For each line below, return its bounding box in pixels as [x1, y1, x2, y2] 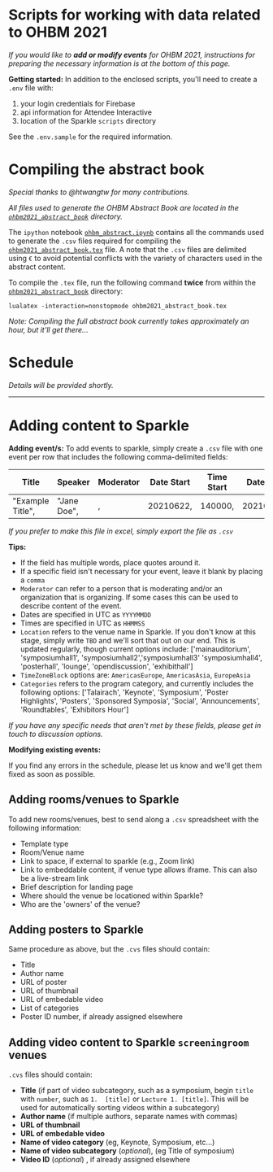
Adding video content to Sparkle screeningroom [8, 1035, 249, 1049]
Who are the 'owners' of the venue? [19, 899, 141, 908]
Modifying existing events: [8, 744, 102, 754]
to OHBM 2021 [8, 23, 107, 41]
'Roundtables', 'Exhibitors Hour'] [19, 704, 129, 714]
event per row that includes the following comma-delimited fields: [8, 451, 228, 461]
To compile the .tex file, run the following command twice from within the [8, 277, 256, 287]
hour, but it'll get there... [8, 325, 89, 334]
